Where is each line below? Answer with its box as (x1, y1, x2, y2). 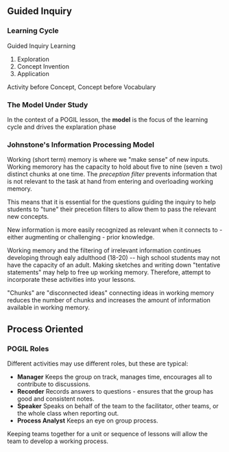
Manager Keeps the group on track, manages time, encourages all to (16, 372, 213, 381)
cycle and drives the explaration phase (7, 123, 117, 131)
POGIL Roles (7, 344, 49, 353)
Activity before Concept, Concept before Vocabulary (7, 82, 156, 91)
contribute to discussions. (16, 380, 91, 388)
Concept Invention (16, 62, 70, 71)
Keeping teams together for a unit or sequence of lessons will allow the (7, 429, 208, 438)
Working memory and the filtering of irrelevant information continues (7, 246, 202, 254)
